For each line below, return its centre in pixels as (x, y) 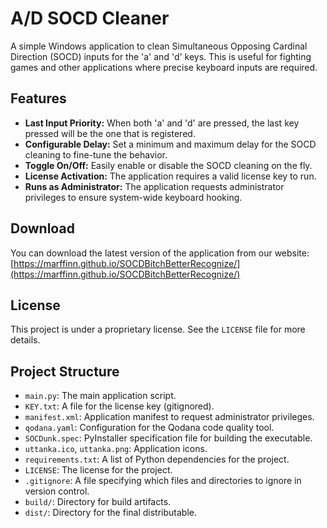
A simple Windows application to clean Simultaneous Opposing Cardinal (159, 46)
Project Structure (65, 371)
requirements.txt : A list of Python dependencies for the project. (157, 459)
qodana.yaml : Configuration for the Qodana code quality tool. (149, 428)
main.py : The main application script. (100, 396)
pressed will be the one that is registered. (110, 133)
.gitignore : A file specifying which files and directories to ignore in (163, 481)
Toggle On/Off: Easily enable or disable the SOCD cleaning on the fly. (168, 165)
